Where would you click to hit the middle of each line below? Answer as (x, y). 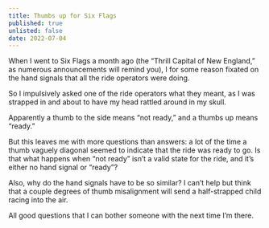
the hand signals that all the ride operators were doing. (99, 78)
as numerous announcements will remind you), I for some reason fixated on (134, 70)
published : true (35, 23)
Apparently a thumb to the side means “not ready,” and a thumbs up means (133, 118)
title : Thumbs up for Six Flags (62, 16)
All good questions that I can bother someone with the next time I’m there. (131, 216)
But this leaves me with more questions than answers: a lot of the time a (128, 142)
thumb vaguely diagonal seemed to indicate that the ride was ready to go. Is (134, 150)
